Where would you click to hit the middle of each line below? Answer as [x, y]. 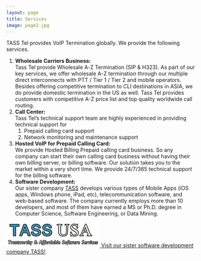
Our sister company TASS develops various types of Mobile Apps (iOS [102, 188]
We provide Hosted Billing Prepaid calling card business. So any [94, 150]
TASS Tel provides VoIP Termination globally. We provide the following [93, 43]
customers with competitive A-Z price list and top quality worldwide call [104, 99]
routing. [25, 105]
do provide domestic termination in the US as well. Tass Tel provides [99, 93]
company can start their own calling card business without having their [103, 156]
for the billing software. [43, 175]
